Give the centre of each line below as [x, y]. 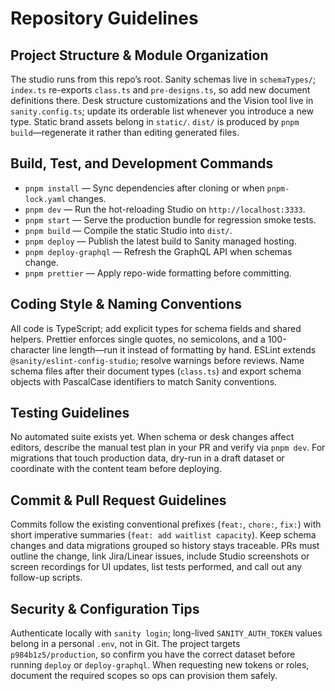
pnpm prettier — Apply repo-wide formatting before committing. [158, 273]
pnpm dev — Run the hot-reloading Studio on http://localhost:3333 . [165, 209]
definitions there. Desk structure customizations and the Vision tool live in [162, 100]
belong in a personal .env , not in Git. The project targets [125, 644]
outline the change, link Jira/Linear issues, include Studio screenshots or [160, 556]
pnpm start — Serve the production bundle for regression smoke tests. [170, 219]
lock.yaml [45, 199]
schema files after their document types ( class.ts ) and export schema [156, 371]
